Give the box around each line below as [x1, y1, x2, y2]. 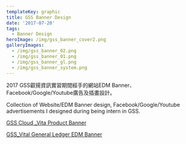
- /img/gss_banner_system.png [11, 64, 87, 71]
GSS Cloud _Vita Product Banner [6, 119, 87, 127]
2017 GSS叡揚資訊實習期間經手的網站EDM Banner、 [6, 82, 135, 89]
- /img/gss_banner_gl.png [11, 59, 77, 65]
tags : [6, 25, 20, 32]
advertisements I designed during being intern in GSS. [6, 107, 140, 115]
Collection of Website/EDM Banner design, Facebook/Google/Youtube [6, 101, 181, 109]
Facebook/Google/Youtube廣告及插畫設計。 [6, 89, 116, 97]
